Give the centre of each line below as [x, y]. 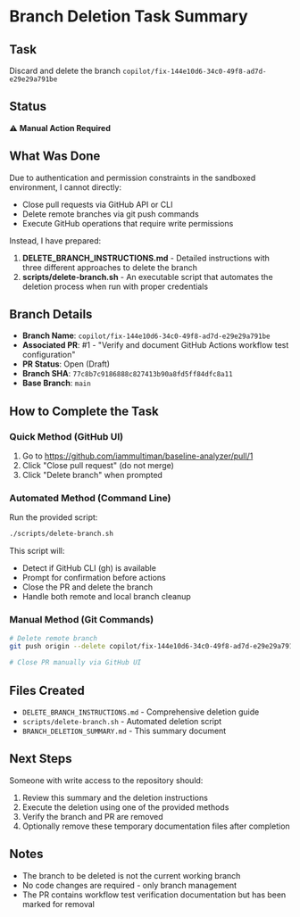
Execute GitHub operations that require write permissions [128, 223]
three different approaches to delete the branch [110, 267]
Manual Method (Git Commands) [82, 620]
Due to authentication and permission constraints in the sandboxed [133, 178]
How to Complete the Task [84, 411]
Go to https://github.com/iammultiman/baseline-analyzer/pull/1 [137, 456]
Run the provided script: [54, 517]
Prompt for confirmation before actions [94, 578]
